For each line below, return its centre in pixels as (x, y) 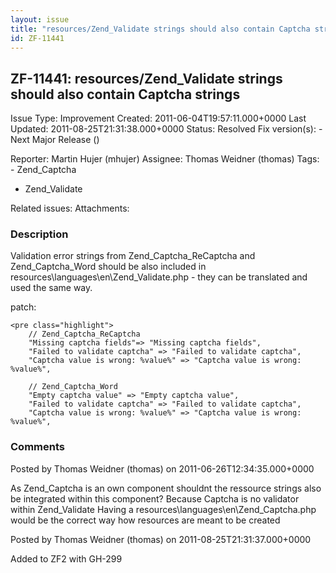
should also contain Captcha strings (125, 94)
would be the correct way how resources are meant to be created (145, 520)
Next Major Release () (55, 140)
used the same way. (51, 288)
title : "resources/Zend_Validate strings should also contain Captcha (160, 29)
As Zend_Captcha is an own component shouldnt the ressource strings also (166, 488)
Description (39, 234)
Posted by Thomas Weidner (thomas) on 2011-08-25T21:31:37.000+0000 (161, 539)
